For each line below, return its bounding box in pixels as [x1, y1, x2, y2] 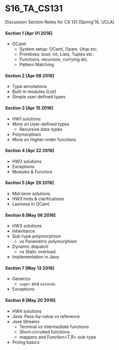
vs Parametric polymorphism [19, 239, 77, 245]
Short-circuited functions [19, 329, 70, 334]
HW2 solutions [12, 158, 42, 164]
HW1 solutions [12, 116, 41, 122]
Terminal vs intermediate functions [19, 324, 89, 330]
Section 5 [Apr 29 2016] [5, 180, 54, 186]
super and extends [19, 281, 56, 287]
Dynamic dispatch [12, 244, 49, 249]
